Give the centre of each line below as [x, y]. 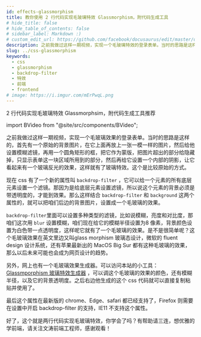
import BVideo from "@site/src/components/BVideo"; [72, 125]
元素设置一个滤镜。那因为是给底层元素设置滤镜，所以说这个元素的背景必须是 [100, 187]
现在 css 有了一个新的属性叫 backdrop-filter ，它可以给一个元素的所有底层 [99, 180]
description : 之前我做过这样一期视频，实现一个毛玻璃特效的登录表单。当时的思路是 [97, 45]
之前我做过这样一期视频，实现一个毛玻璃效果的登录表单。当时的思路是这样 [98, 137]
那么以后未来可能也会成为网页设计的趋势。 [59, 253]
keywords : [19, 56]
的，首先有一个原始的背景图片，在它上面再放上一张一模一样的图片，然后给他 [100, 145]
